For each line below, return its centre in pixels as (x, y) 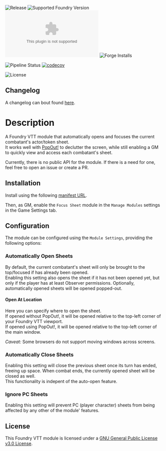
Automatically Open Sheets (39, 256)
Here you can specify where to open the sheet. (53, 311)
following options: (23, 243)
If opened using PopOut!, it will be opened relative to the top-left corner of (81, 327)
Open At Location (24, 300)
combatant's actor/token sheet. (37, 142)
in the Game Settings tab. (31, 210)
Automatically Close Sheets (39, 355)
